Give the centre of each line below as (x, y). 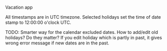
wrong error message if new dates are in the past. (57, 43)
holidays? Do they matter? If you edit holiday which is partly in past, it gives (84, 38)
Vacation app (19, 7)
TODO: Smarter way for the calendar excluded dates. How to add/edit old (82, 32)
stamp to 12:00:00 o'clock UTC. (38, 22)
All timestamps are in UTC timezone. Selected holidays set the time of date (83, 17)
